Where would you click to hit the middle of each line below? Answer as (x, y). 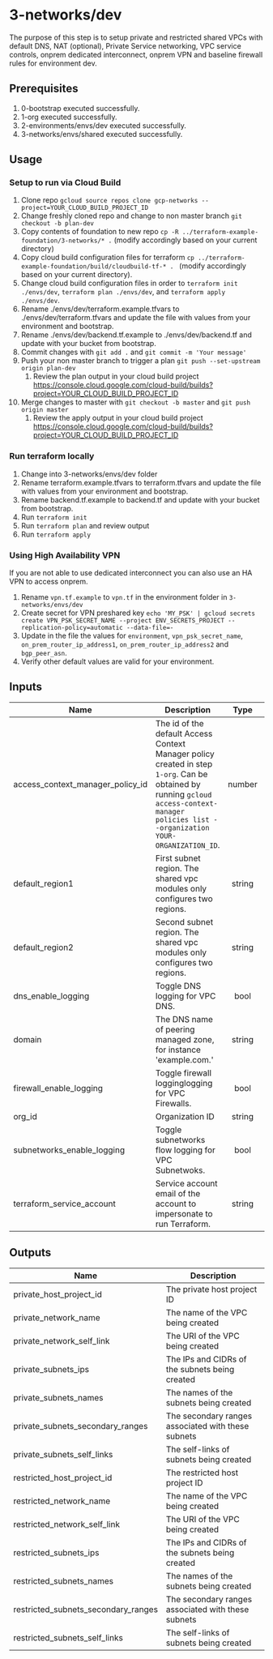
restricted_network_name (62, 1501)
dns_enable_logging (51, 996)
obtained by (178, 784)
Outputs (30, 1253)
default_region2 (43, 947)
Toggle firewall (183, 1073)
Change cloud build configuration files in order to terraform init (129, 283)
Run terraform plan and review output (85, 525)
